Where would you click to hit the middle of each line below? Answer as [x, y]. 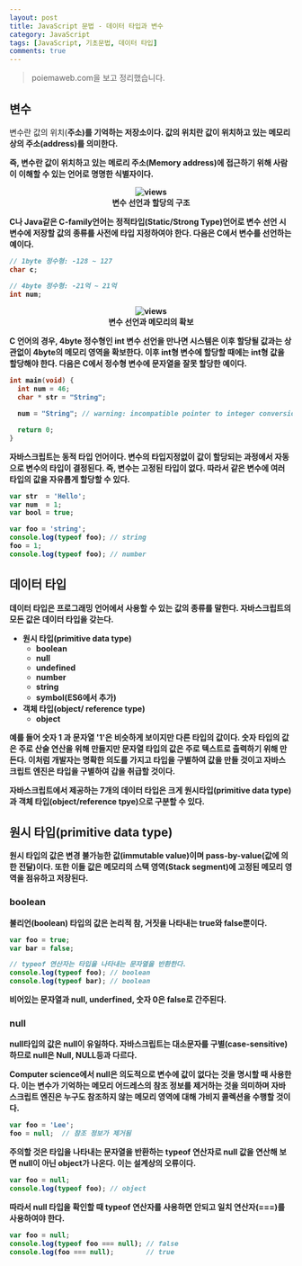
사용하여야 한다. [37, 1218]
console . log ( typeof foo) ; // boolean [80, 973]
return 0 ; [36, 430]
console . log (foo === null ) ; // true [92, 1252]
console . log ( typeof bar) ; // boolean [80, 982]
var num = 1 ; [36, 505]
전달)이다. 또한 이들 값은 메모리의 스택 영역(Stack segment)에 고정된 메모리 [151, 867]
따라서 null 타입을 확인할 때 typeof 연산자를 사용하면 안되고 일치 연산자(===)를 [147, 1207]
